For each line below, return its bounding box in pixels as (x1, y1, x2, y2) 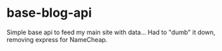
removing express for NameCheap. (6, 35, 108, 43)
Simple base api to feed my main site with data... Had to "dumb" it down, (6, 28, 216, 36)
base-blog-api (6, 5, 92, 21)
